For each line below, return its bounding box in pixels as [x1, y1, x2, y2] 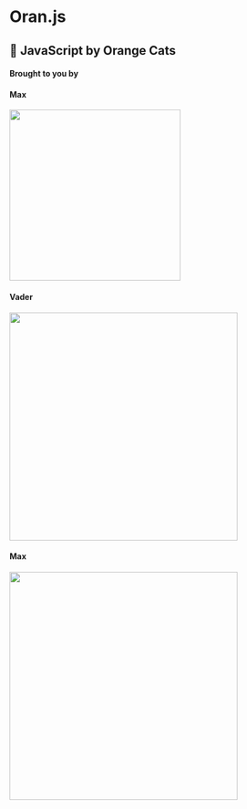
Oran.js [9, 6, 67, 27]
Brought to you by [9, 68, 79, 79]
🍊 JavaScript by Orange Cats [9, 43, 176, 58]
